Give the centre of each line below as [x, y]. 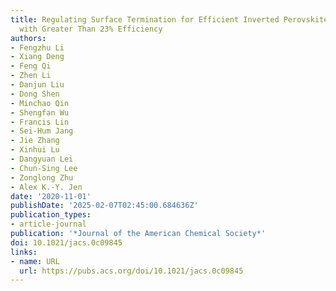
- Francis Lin [40, 122]
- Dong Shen [35, 94]
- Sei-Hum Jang [42, 131]
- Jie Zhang [35, 141]
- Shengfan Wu [40, 112]
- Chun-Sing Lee [44, 168]
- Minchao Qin [40, 103]
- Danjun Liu [37, 85]
